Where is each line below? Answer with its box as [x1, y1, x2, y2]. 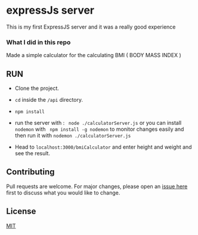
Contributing [6, 167, 55, 177]
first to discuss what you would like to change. [6, 189, 120, 196]
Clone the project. [14, 84, 60, 92]
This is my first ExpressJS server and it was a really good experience [6, 23, 176, 30]
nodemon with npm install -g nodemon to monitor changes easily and [14, 126, 184, 133]
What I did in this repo [6, 38, 71, 46]
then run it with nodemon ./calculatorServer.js [14, 132, 131, 139]
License [6, 206, 36, 217]
